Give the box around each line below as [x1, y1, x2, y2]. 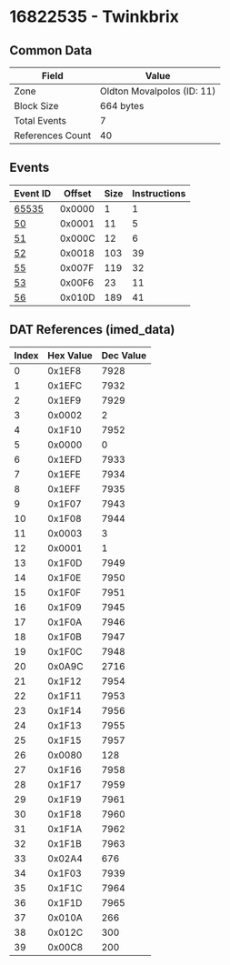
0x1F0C [47, 645, 84, 658]
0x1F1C [47, 881, 84, 894]
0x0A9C [47, 659, 84, 672]
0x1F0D [47, 557, 83, 569]
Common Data [9, 43, 93, 58]
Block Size [14, 100, 59, 112]
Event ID [14, 186, 52, 199]
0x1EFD [47, 453, 83, 466]
